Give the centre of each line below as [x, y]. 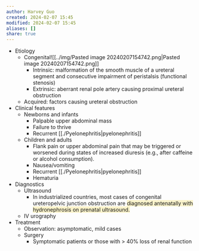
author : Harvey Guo [30, 12]
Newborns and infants [51, 115]
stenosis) [44, 83]
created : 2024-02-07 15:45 [40, 17]
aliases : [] [21, 28]
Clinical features [35, 108]
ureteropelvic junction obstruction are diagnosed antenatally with [113, 203]
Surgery [33, 235]
